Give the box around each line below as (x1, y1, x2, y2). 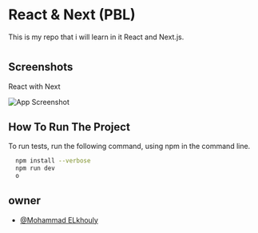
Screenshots (8, 60, 73, 74)
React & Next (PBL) (8, 6, 136, 24)
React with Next (8, 82, 62, 91)
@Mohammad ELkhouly (19, 215, 98, 225)
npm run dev (15, 164, 56, 173)
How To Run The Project (8, 120, 130, 134)
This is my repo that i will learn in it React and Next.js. (8, 32, 185, 42)
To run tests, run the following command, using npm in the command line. (8, 142, 251, 151)
